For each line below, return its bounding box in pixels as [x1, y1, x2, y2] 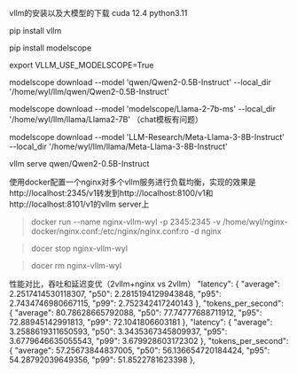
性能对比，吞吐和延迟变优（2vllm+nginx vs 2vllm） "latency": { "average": [9, 278, 281, 289]
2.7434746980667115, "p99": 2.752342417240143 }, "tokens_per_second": [9, 298, 284, 308]
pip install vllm [9, 26, 62, 35]
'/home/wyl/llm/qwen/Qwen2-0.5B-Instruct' [9, 87, 170, 97]
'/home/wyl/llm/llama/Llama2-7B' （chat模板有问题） [9, 114, 204, 124]
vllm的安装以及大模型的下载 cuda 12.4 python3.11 [9, 8, 188, 18]
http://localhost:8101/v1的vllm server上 [9, 199, 150, 209]
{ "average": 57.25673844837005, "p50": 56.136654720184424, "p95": [9, 345, 270, 355]
